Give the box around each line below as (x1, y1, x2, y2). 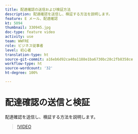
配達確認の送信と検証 (5, 97, 91, 108)
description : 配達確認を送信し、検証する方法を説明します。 (5, 12, 112, 17)
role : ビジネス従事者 (5, 43, 44, 48)
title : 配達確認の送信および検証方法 (5, 7, 71, 12)
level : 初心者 (5, 48, 31, 52)
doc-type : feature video (5, 30, 55, 34)
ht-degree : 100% (5, 70, 38, 75)
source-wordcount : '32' (5, 66, 53, 71)
